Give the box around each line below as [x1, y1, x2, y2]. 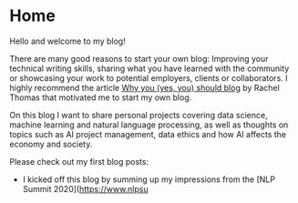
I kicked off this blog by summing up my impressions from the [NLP [22, 174, 276, 185]
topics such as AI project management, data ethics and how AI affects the [9, 128, 287, 139]
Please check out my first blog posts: [9, 156, 149, 167]
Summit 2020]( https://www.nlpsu [22, 183, 149, 194]
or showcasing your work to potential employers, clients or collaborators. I [9, 72, 288, 83]
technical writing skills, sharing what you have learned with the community [9, 63, 290, 74]
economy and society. [9, 138, 93, 149]
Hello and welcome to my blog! [9, 36, 126, 46]
